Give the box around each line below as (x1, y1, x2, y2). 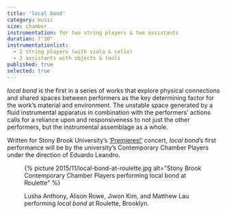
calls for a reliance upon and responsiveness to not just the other (7, 115, 190, 123)
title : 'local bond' (7, 10, 66, 17)
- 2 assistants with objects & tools (13, 55, 121, 62)
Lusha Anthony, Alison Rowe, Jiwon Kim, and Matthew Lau (24, 191, 189, 200)
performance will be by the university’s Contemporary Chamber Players (7, 143, 209, 152)
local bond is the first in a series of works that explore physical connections (7, 86, 220, 95)
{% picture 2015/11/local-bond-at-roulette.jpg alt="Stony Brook (24, 164, 202, 172)
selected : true (7, 67, 51, 74)
